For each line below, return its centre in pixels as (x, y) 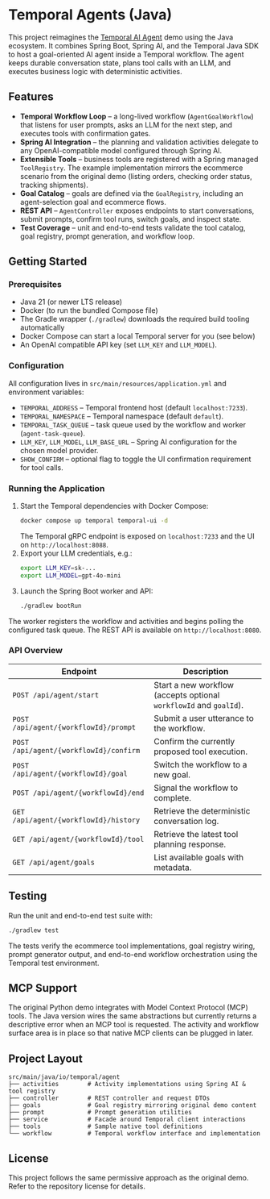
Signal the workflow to (196, 788)
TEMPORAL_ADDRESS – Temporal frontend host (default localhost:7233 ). (134, 407)
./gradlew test (34, 930)
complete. (172, 797)
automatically (42, 327)
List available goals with (198, 857)
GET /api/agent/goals (53, 862)
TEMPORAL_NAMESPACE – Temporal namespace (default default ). (122, 416)
